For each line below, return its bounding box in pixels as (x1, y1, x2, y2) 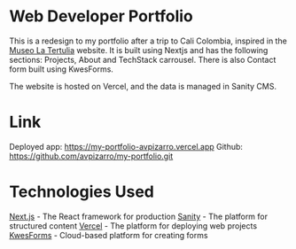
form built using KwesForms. (9, 64, 113, 74)
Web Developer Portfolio (9, 6, 193, 27)
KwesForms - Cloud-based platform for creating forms (9, 230, 208, 240)
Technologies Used (9, 182, 155, 202)
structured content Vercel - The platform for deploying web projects (9, 220, 258, 231)
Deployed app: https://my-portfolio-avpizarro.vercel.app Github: (9, 141, 244, 152)
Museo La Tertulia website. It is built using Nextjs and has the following (9, 44, 269, 55)
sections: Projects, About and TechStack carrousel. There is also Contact (9, 54, 277, 65)
